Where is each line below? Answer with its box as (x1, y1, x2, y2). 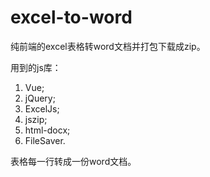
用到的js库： (10, 61, 62, 73)
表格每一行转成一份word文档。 (10, 155, 137, 167)
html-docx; (24, 124, 71, 136)
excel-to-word (10, 6, 133, 29)
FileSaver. (24, 134, 66, 146)
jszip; (24, 113, 48, 125)
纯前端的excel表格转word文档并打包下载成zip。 (10, 40, 206, 52)
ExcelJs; (24, 102, 60, 115)
